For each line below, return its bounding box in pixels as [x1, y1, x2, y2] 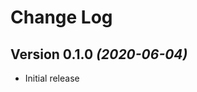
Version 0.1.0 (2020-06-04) [10, 46, 188, 63]
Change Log [10, 6, 113, 29]
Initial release [24, 72, 80, 84]
